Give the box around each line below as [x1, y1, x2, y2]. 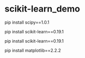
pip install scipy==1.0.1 [4, 19, 50, 25]
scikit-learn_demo [4, 3, 80, 14]
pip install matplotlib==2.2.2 [4, 47, 61, 53]
